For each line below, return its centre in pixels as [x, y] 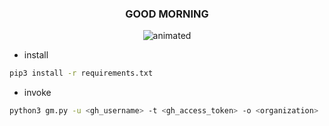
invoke [37, 93]
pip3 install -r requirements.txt [81, 73]
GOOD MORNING [167, 14]
